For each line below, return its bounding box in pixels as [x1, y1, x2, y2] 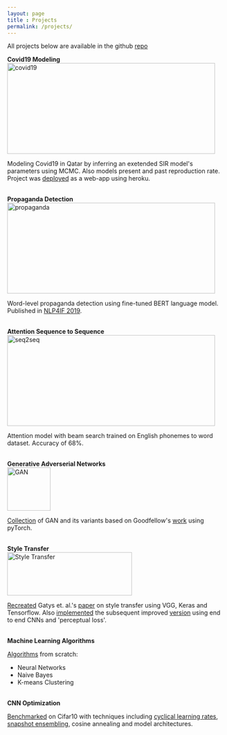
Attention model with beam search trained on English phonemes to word [7, 432, 213, 440]
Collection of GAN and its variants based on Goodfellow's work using [7, 516, 204, 525]
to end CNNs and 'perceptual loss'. [7, 616, 107, 624]
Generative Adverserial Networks [7, 460, 106, 468]
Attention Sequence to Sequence [7, 327, 105, 336]
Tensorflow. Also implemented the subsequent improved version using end [7, 608, 221, 617]
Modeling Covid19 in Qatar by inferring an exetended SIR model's [7, 160, 194, 168]
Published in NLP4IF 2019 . [7, 307, 82, 315]
